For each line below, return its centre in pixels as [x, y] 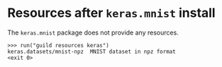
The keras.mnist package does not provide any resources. [93, 32]
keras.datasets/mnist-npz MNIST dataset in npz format [91, 51]
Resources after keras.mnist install [111, 13]
